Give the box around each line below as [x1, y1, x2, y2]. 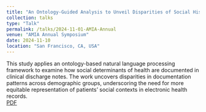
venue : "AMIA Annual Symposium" [6, 32, 89, 38]
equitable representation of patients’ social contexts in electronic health [6, 86, 188, 93]
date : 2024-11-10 [6, 37, 51, 43]
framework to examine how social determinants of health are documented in [6, 66, 199, 73]
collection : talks [6, 15, 53, 21]
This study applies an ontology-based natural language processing [6, 59, 175, 67]
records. [6, 92, 28, 100]
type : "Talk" [6, 20, 40, 26]
